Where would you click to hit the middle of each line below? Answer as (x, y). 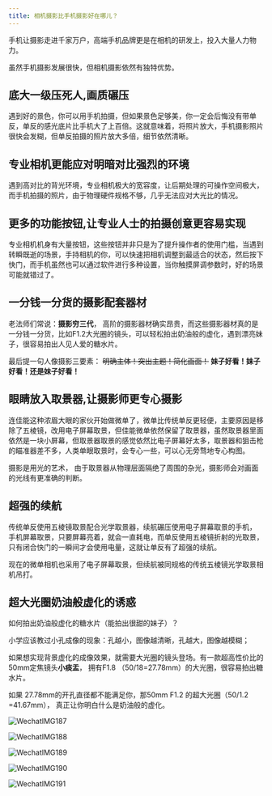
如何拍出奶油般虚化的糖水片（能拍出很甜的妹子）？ (93, 623)
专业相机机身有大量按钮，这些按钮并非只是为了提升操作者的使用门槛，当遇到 (136, 244)
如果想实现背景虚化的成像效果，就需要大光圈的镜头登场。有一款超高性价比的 (136, 658)
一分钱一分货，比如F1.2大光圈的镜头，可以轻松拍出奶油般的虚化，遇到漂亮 (132, 333)
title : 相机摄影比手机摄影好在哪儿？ (64, 16)
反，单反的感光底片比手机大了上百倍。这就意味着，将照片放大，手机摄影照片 (136, 126)
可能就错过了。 (33, 275)
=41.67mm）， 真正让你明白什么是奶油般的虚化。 (89, 705)
